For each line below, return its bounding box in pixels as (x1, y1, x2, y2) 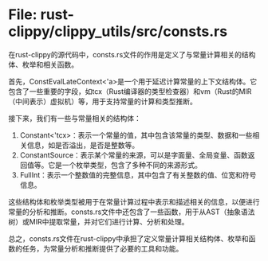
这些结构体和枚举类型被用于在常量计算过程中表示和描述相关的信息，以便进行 (8, 197, 260, 206)
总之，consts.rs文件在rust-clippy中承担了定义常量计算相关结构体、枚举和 (8, 233, 249, 243)
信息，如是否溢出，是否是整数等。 (26, 140, 140, 150)
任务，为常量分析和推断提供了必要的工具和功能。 (22, 243, 183, 253)
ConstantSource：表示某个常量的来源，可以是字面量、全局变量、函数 (19, 150, 249, 160)
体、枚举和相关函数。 (8, 60, 78, 69)
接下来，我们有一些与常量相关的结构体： (8, 113, 141, 123)
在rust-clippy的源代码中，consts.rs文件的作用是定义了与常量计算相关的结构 (8, 49, 256, 59)
